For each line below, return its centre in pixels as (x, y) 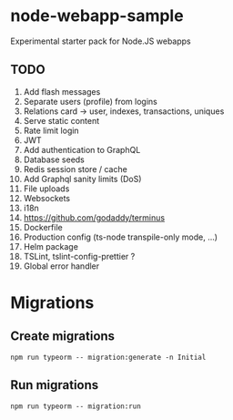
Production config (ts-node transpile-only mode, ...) (120, 237)
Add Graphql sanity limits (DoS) (82, 179)
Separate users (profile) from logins (90, 101)
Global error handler (61, 266)
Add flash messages (62, 91)
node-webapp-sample (97, 16)
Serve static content (61, 120)
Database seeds (54, 159)
